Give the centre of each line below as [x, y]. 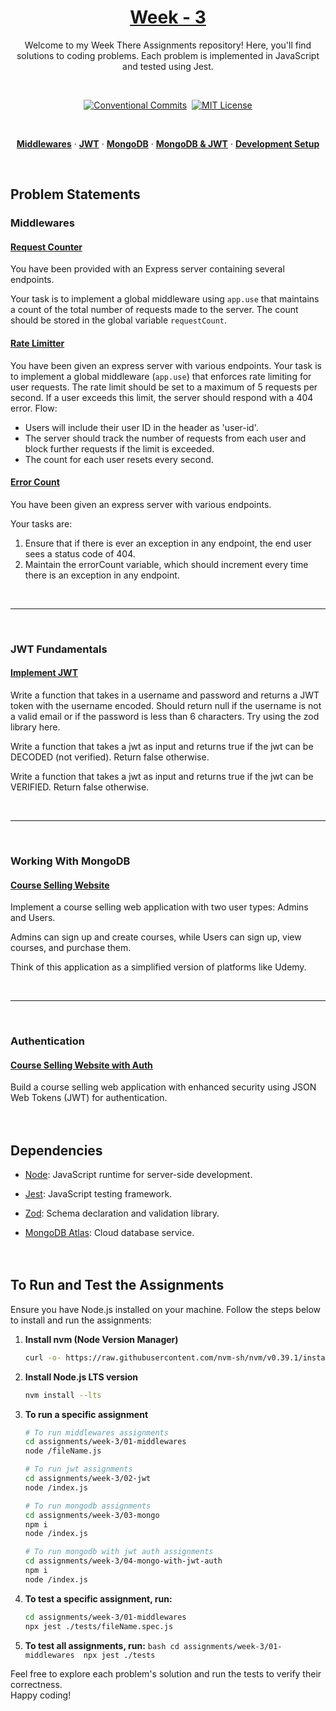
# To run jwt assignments [78, 1469]
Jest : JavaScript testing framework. [98, 1194]
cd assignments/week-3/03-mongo [92, 1515]
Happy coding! [41, 1695]
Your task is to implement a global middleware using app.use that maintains [165, 299]
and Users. [33, 918]
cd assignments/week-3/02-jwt [88, 1479]
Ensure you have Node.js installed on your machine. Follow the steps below [166, 1309]
